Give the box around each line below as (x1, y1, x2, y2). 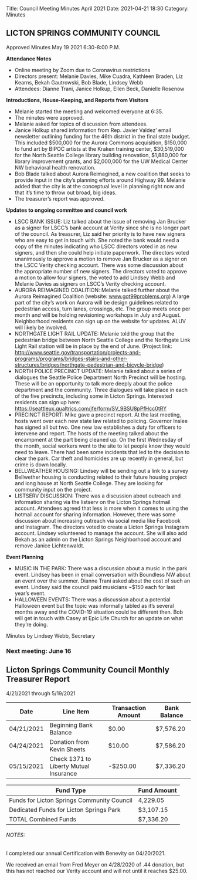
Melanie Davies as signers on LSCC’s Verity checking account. (14, 280, 166, 287)
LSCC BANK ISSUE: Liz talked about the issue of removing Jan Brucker (14, 218, 186, 225)
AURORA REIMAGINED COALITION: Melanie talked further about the (14, 286, 179, 293)
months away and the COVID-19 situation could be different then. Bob (14, 608, 184, 615)
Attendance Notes (6, 55, 52, 62)
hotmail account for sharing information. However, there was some (14, 510, 176, 518)
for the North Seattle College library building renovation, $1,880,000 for (14, 151, 188, 158)
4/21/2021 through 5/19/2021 (6, 689, 76, 697)
